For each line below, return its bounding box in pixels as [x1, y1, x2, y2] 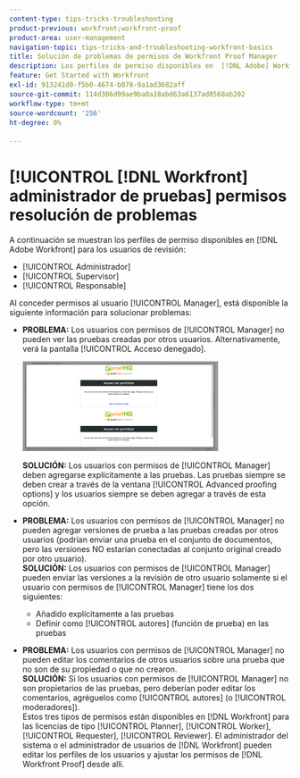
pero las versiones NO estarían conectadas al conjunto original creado [21, 544, 282, 555]
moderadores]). [21, 702, 80, 713]
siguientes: [21, 591, 63, 602]
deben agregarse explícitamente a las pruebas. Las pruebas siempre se [21, 470, 286, 481]
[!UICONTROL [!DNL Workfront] [9, 167, 248, 188]
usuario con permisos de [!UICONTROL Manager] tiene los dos [21, 581, 254, 593]
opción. [21, 498, 51, 509]
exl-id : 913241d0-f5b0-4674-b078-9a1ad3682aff [9, 80, 186, 89]
